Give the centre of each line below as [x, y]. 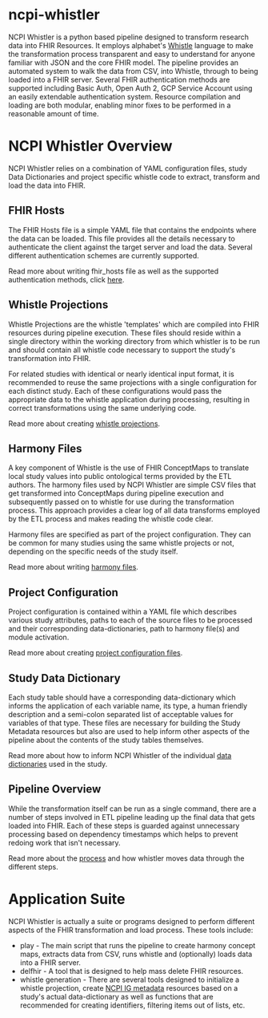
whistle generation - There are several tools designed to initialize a [130, 979]
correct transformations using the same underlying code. [102, 408]
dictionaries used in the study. [58, 764]
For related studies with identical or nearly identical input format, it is [121, 374]
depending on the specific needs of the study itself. [93, 552]
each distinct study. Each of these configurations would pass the [115, 391]
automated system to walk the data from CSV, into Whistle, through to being [133, 71]
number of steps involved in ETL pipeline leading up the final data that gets [132, 817]
